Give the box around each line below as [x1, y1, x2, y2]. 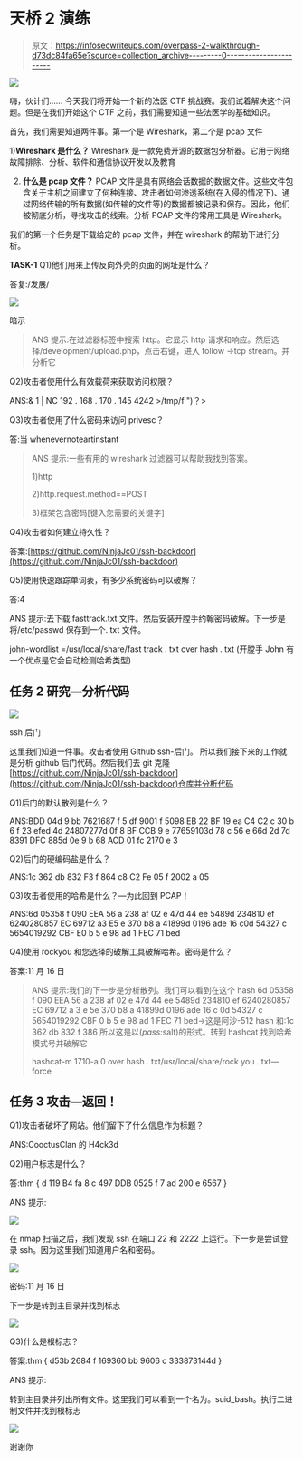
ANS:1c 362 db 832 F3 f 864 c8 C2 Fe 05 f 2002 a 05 [9, 871, 210, 883]
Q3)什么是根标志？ [9, 1336, 80, 1347]
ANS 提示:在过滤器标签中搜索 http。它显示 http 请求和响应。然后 [31, 334, 271, 345]
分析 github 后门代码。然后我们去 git [16, 757, 153, 768]
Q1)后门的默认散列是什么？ [9, 797, 109, 808]
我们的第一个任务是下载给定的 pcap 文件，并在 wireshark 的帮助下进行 [9, 228, 272, 240]
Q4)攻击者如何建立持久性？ [9, 526, 111, 537]
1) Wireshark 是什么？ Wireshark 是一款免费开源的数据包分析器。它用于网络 [9, 145, 290, 156]
